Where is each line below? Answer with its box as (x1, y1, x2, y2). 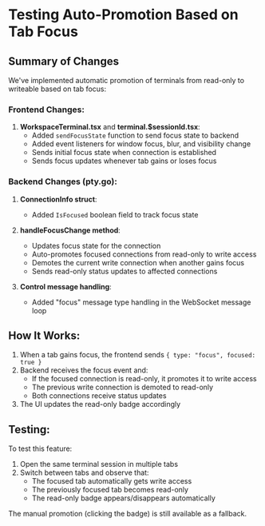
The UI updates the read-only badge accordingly (19, 400, 181, 409)
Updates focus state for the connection (31, 241, 161, 250)
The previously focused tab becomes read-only (31, 485, 189, 495)
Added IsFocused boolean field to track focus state (31, 209, 199, 219)
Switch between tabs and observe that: (19, 468, 149, 477)
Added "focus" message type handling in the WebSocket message (31, 297, 251, 307)
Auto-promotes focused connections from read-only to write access (31, 249, 257, 259)
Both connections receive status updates (31, 391, 167, 400)
